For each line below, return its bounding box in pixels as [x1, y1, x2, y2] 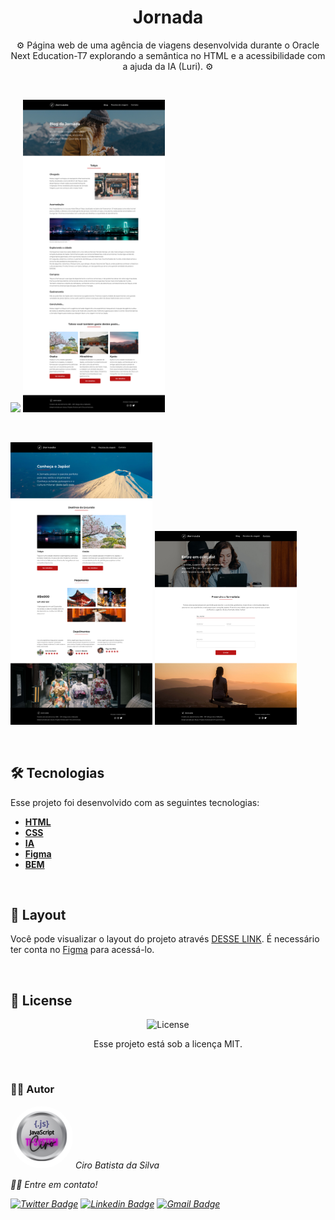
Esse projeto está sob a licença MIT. [93, 1038, 243, 1050]
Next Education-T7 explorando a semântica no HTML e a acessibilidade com [10, 49, 326, 61]
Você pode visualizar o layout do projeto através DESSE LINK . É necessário [10, 933, 320, 945]
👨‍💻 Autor [10, 1082, 55, 1096]
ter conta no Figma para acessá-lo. [10, 944, 155, 956]
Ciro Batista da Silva [74, 1159, 160, 1171]
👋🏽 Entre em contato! [10, 1178, 98, 1190]
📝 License [10, 992, 73, 1009]
